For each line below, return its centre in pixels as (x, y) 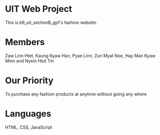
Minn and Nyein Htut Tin (30, 61)
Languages (28, 114)
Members (25, 42)
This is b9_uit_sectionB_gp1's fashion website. (51, 22)
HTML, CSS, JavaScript (29, 127)
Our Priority (29, 81)
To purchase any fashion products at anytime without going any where (76, 94)
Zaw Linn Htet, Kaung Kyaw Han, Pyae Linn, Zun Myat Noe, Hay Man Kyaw (80, 56)
